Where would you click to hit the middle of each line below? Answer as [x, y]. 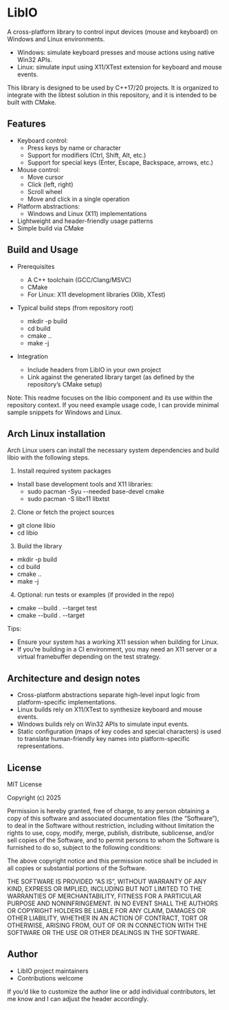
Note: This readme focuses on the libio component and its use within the [110, 398]
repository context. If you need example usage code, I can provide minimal [113, 405]
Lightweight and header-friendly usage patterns [85, 221]
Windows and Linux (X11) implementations [87, 213]
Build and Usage [43, 250]
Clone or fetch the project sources [66, 512]
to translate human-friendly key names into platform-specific [103, 739]
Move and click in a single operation [78, 199]
